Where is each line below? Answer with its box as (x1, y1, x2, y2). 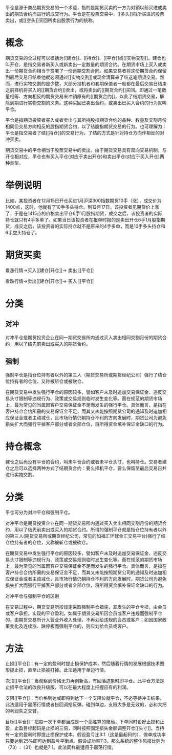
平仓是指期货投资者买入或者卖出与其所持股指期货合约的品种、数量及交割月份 (5, 117, 167, 123)
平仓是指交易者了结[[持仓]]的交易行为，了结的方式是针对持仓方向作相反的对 (5, 129, 165, 136)
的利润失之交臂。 (5, 708, 41, 714)
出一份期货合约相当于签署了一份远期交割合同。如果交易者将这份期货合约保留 (5, 68, 167, 74)
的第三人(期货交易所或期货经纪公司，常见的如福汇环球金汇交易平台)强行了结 (5, 532, 166, 539)
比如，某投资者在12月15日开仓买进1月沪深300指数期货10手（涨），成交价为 (5, 197, 162, 204)
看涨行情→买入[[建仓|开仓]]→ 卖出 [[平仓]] (5, 267, 94, 273)
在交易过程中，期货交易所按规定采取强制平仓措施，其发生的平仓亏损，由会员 (5, 604, 167, 610)
